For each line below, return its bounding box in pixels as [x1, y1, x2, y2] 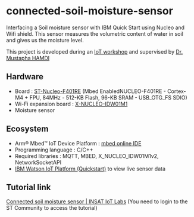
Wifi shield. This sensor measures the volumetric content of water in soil [6, 30, 183, 37]
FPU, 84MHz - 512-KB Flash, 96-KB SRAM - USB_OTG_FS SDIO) [29, 94, 187, 101]
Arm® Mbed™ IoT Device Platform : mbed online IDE [14, 139, 142, 147]
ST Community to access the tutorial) [6, 204, 98, 212]
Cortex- [167, 88, 186, 95]
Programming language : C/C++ [14, 146, 93, 153]
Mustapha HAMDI [6, 54, 50, 61]
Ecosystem [6, 124, 49, 134]
